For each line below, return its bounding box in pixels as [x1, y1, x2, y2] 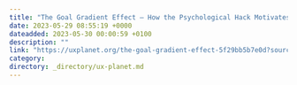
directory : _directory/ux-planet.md [9, 63, 144, 72]
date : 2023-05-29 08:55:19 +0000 [9, 21, 133, 30]
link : [9, 46, 29, 55]
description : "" [9, 37, 69, 47]
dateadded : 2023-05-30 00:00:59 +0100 [9, 29, 152, 38]
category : [9, 54, 46, 63]
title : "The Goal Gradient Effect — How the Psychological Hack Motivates [9, 12, 291, 22]
